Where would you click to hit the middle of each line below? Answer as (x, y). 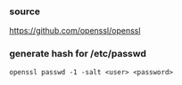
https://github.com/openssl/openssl (75, 31)
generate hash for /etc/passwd (78, 54)
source (25, 12)
